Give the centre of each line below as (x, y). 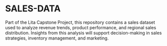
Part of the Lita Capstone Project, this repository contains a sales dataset (80, 22)
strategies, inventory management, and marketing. (57, 38)
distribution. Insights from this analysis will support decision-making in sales (83, 33)
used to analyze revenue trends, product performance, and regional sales (81, 27)
